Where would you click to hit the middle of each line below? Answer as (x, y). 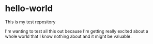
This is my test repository (30, 22)
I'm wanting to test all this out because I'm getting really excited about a (77, 31)
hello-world (29, 8)
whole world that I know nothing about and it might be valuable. (68, 36)
